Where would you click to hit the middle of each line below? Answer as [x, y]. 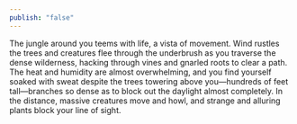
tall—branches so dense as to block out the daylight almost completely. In [146, 91]
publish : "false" [42, 18]
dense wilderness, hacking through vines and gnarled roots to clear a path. [148, 62]
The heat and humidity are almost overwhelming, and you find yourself [140, 72]
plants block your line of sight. [65, 110]
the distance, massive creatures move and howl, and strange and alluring [145, 101]
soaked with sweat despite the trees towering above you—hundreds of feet [149, 81]
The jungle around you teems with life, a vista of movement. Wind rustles [144, 43]
